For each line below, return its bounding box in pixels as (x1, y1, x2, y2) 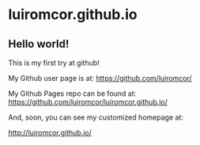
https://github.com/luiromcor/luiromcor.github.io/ (8, 97, 168, 106)
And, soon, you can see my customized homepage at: (8, 113, 184, 122)
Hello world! (8, 37, 70, 51)
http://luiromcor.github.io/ (8, 128, 92, 137)
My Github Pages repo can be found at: (8, 89, 137, 98)
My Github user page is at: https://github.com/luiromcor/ (8, 74, 192, 82)
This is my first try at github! (8, 58, 100, 67)
